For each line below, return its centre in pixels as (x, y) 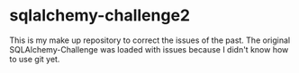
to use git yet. (35, 59)
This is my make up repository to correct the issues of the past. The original (150, 40)
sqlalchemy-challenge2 (100, 16)
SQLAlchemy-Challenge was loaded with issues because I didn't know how (149, 49)
